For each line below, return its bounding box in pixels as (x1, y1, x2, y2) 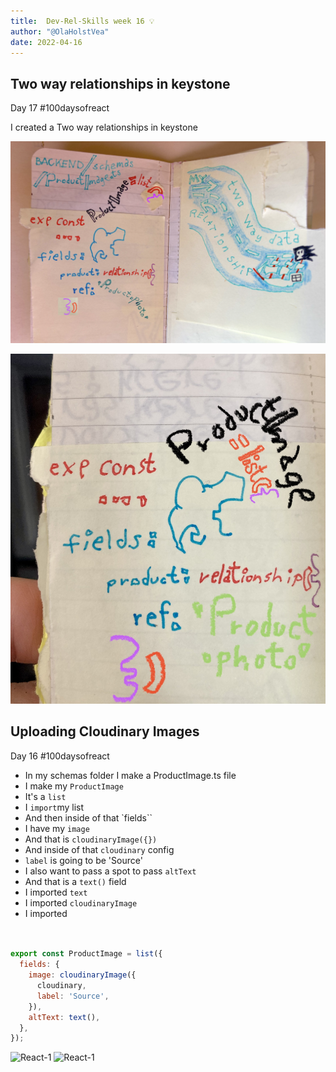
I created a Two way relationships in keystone (10, 121, 198, 134)
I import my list (24, 801, 85, 813)
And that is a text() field (24, 875, 127, 887)
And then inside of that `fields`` (24, 811, 153, 824)
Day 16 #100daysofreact (10, 750, 110, 762)
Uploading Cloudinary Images (10, 723, 200, 740)
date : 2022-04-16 (10, 37, 83, 47)
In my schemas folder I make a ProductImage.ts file (24, 769, 237, 781)
